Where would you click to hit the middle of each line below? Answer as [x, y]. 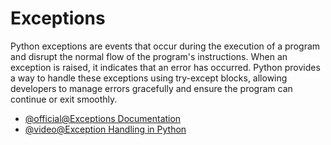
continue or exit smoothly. [64, 99]
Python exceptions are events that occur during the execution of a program [165, 46]
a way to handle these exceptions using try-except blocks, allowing [149, 78]
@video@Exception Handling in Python [105, 129]
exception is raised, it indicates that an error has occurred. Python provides [165, 67]
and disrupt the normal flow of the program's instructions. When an [149, 56]
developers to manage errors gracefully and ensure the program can [151, 88]
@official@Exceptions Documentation [103, 118]
